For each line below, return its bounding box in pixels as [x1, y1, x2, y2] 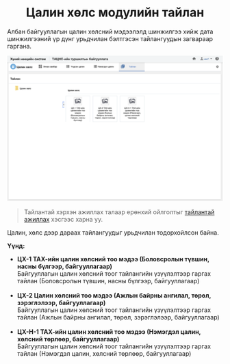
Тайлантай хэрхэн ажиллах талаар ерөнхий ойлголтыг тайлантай [23, 207, 215, 216]
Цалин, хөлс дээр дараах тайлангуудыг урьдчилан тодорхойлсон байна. [7, 228, 219, 237]
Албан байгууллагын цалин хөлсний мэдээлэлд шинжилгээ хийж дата [7, 27, 214, 36]
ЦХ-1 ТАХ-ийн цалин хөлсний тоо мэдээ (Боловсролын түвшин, [16, 255, 210, 263]
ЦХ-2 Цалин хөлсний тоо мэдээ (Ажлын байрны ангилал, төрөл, [16, 291, 212, 299]
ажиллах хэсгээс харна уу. [23, 215, 103, 223]
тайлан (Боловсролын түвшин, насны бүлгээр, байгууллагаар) [16, 276, 200, 285]
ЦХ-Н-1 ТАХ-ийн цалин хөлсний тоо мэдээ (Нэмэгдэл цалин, [16, 327, 201, 336]
